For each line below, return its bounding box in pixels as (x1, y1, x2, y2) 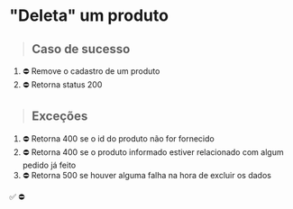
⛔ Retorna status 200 (22, 79, 103, 90)
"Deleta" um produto (9, 5, 169, 26)
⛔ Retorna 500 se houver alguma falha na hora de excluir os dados (22, 169, 272, 180)
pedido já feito (22, 159, 77, 170)
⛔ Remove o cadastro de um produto (22, 66, 160, 77)
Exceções (31, 109, 88, 124)
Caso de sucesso (31, 41, 131, 57)
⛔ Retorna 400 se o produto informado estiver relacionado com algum (22, 146, 284, 158)
